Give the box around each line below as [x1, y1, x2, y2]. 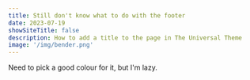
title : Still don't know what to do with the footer [8, 11, 186, 20]
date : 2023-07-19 [8, 19, 66, 27]
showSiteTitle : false [8, 26, 80, 34]
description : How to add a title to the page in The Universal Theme [8, 33, 243, 42]
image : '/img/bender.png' [8, 41, 93, 49]
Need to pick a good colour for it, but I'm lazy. [8, 63, 158, 72]
